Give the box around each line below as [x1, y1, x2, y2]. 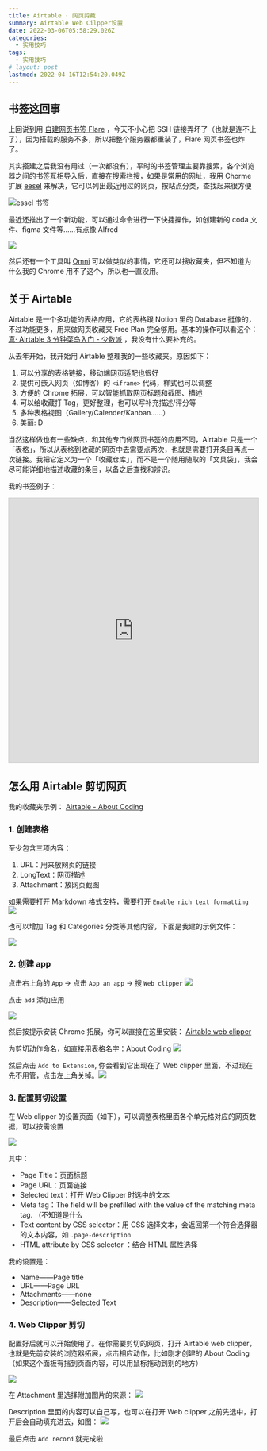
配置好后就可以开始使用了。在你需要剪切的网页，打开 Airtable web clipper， [8, 1339, 257, 1349]
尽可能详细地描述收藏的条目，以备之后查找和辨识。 [8, 465, 175, 474]
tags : [8, 48, 26, 56]
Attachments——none [19, 1289, 93, 1299]
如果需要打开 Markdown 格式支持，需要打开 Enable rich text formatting [8, 897, 249, 906]
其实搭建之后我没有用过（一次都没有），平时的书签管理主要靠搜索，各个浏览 [8, 161, 255, 171]
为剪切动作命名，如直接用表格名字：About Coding [8, 1044, 172, 1053]
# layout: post [8, 64, 59, 71]
